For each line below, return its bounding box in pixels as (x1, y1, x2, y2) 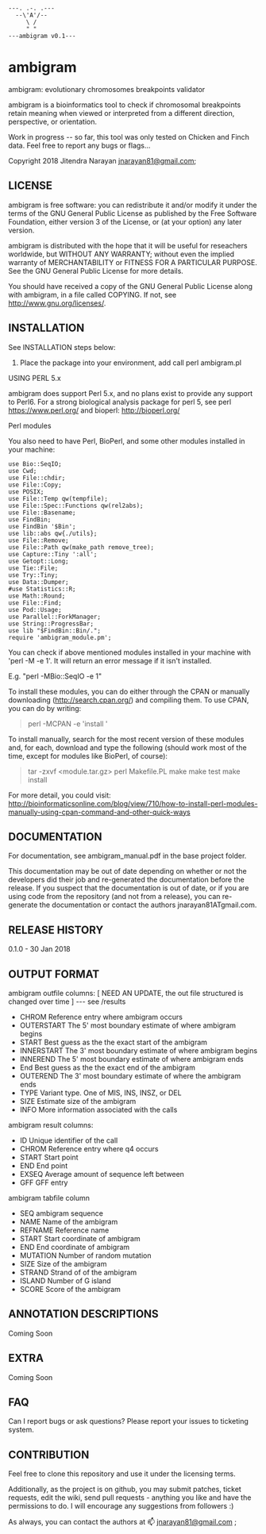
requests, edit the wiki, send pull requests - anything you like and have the (8, 1493, 252, 1502)
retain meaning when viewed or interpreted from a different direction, (8, 108, 235, 117)
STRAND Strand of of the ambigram (19, 1267, 137, 1277)
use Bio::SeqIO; (8, 459, 62, 468)
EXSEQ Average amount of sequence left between (19, 1170, 185, 1178)
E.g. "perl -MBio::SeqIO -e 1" (8, 671, 102, 681)
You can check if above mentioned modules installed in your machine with (8, 648, 252, 657)
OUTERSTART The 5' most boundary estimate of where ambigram (19, 1021, 237, 1030)
